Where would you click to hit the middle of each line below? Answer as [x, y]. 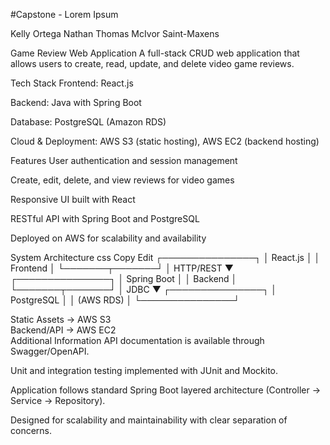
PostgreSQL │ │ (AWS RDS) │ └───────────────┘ [125, 300]
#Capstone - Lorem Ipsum [64, 14]
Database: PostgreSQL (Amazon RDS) [88, 122]
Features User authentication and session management [124, 160]
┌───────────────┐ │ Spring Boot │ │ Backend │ [124, 278]
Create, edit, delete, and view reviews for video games [122, 180]
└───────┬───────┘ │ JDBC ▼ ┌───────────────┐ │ [144, 289]
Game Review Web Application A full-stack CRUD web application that [155, 53]
